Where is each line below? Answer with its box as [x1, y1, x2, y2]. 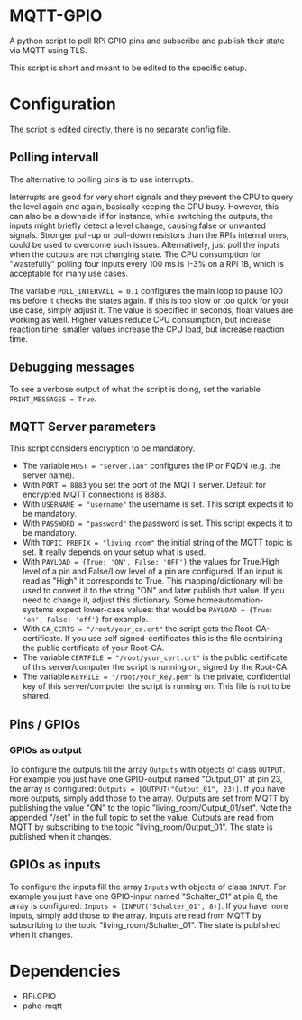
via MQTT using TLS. [9, 44, 87, 55]
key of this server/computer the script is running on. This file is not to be [22, 681, 291, 692]
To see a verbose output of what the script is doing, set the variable [9, 383, 261, 394]
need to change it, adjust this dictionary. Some [22, 594, 196, 605]
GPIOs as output [9, 743, 83, 756]
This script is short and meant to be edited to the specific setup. [9, 62, 248, 73]
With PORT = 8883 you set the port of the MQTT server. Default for [22, 480, 267, 491]
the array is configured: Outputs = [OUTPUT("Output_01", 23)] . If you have [9, 784, 286, 794]
